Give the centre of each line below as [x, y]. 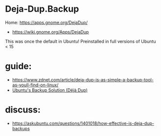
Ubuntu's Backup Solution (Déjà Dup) [50, 90]
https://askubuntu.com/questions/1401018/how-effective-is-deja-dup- [83, 123]
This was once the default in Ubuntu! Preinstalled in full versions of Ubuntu [80, 41]
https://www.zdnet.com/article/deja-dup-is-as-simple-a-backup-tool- [83, 79]
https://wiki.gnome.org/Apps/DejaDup [50, 32]
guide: [18, 66]
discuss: [23, 110]
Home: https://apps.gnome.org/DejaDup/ [46, 22]
